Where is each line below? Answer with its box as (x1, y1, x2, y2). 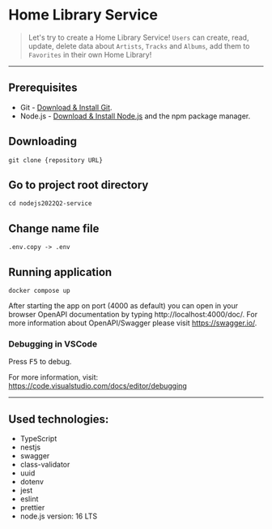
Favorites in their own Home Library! (28, 49, 152, 59)
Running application (8, 265, 113, 279)
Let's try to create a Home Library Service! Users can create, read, (28, 32, 249, 42)
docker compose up (8, 286, 70, 295)
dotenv (19, 477, 45, 487)
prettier (19, 503, 45, 513)
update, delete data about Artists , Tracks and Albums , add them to (28, 41, 250, 50)
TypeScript (19, 434, 57, 444)
